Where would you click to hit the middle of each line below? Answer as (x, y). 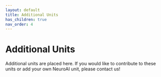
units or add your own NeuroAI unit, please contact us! (63, 69)
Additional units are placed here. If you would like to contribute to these (81, 64)
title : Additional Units (32, 15)
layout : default (23, 10)
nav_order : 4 (19, 24)
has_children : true (26, 19)
